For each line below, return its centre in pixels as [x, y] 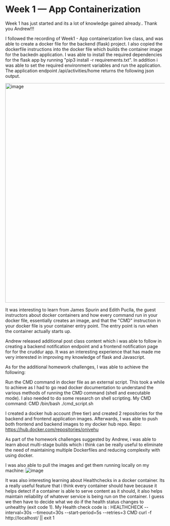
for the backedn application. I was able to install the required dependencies [84, 55]
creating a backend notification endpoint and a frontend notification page [82, 346]
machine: [15, 470]
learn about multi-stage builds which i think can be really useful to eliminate [84, 444]
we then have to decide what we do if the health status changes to [75, 502]
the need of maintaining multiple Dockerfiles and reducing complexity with [83, 450]
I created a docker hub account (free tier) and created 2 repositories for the [84, 413]
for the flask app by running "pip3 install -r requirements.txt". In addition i [81, 60]
